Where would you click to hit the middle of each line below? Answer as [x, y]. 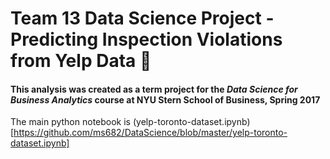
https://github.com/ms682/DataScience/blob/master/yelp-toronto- [150, 133]
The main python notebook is [71, 122]
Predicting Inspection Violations [146, 39]
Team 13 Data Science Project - [142, 18]
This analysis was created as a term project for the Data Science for [154, 89]
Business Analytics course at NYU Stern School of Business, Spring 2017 [165, 99]
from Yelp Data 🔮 [81, 61]
